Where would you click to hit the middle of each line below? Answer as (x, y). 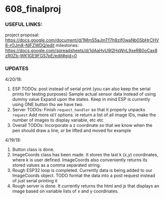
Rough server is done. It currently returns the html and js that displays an (86, 186)
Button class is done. (33, 149)
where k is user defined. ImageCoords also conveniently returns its (80, 160)
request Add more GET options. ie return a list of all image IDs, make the (84, 115)
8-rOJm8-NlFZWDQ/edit (30, 46)
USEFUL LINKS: (24, 25)
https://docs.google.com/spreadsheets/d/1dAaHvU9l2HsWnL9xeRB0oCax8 (81, 50)
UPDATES (17, 69)
